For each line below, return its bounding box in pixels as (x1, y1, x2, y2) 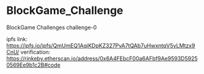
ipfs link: (6, 35, 27, 42)
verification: (20, 48, 51, 55)
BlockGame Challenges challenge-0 (6, 24, 97, 31)
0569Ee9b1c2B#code (6, 61, 61, 69)
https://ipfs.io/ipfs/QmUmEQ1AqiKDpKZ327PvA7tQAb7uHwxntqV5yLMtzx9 (6, 42, 195, 49)
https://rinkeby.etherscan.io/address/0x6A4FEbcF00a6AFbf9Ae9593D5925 (6, 55, 198, 62)
